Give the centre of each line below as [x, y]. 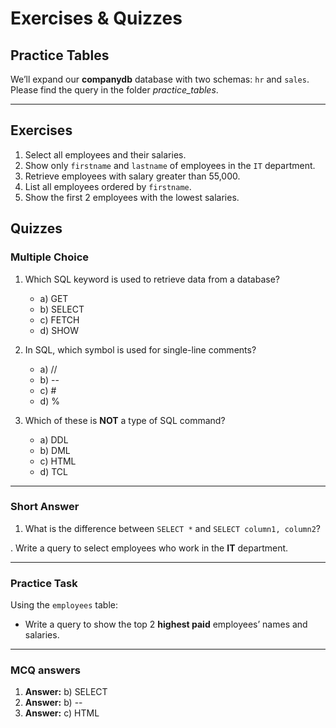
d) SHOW [59, 330]
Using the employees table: [64, 605]
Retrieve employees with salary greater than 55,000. [132, 176]
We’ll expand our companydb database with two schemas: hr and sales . [160, 79]
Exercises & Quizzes [96, 18]
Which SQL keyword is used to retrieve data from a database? [152, 279]
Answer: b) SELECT [66, 692]
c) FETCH [59, 319]
